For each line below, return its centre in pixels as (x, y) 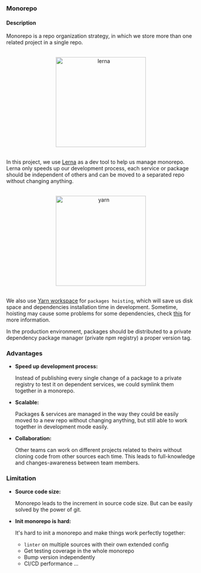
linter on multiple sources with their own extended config (96, 544)
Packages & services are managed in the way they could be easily (97, 414)
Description (21, 23)
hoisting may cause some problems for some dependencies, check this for (98, 314)
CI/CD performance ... (51, 563)
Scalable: (27, 403)
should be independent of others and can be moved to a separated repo (95, 175)
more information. (28, 320)
